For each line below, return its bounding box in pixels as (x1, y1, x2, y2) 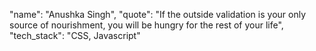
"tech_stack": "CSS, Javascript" (9, 30, 141, 41)
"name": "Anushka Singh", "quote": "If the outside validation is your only (9, 9, 307, 20)
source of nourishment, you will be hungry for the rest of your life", (9, 19, 284, 31)
